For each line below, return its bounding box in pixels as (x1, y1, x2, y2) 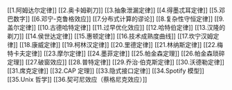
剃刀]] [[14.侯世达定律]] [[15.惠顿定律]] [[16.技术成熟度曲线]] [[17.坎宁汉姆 (7, 32, 213, 40)
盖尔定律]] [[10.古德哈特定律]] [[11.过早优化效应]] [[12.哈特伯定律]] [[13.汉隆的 (7, 24, 226, 31)
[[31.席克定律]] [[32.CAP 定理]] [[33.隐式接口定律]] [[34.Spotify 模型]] (7, 66, 204, 75)
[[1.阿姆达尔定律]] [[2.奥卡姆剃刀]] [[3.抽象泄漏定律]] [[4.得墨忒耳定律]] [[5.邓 (7, 6, 225, 14)
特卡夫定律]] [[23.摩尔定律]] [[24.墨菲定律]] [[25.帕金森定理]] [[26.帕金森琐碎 (7, 49, 225, 57)
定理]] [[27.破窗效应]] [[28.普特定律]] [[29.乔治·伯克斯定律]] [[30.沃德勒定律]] (7, 58, 225, 66)
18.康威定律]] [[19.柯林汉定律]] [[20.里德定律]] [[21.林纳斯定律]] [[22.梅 (24, 41, 224, 48)
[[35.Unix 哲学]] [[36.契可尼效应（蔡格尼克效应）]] (7, 75, 148, 83)
